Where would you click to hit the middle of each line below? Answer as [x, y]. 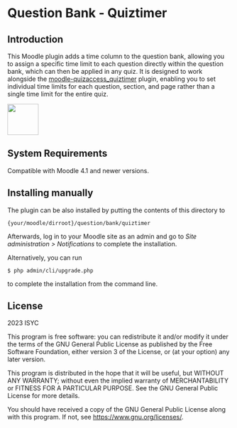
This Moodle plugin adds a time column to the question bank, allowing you [116, 56]
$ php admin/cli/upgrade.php [50, 270]
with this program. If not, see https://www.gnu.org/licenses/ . [95, 417]
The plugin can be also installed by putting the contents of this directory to [116, 210]
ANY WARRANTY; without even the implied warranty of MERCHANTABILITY [118, 380]
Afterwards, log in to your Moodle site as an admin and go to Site [102, 236]
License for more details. [44, 396]
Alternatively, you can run [45, 258]
